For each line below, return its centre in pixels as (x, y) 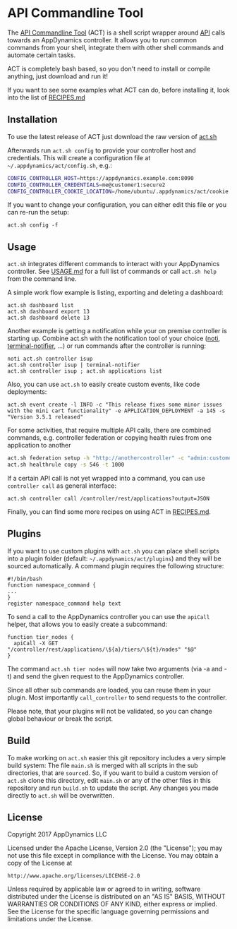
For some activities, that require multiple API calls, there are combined (109, 430)
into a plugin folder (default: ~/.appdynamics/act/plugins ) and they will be (114, 558)
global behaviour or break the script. (60, 719)
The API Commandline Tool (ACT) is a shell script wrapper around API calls (116, 32)
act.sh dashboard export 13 (49, 312)
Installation (32, 120)
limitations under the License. (50, 919)
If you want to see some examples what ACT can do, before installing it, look (119, 90)
